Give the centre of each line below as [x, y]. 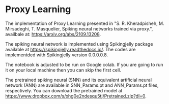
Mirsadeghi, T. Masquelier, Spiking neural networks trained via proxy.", [79, 28]
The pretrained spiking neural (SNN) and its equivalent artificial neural [78, 80]
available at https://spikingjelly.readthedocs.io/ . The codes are [71, 49]
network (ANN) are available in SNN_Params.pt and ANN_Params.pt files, [82, 85]
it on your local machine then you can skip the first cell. [63, 70]
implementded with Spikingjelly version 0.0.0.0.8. [57, 55]
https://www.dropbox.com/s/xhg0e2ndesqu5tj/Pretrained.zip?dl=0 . [76, 96]
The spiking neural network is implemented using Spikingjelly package [79, 44]
